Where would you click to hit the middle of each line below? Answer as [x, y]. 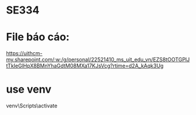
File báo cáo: [38, 37]
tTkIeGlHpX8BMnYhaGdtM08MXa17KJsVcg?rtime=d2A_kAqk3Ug [85, 66]
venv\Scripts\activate [32, 106]
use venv [29, 89]
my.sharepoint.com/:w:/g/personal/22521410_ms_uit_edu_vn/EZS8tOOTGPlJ [98, 60]
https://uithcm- [24, 53]
